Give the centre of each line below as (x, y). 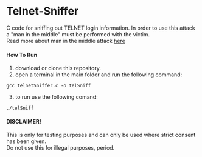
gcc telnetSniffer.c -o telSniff (49, 86)
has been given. (26, 141)
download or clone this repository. (58, 68)
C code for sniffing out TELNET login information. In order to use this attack (101, 28)
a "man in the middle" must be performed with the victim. (78, 34)
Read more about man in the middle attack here (66, 41)
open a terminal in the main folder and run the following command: (99, 75)
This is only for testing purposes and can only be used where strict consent (101, 135)
